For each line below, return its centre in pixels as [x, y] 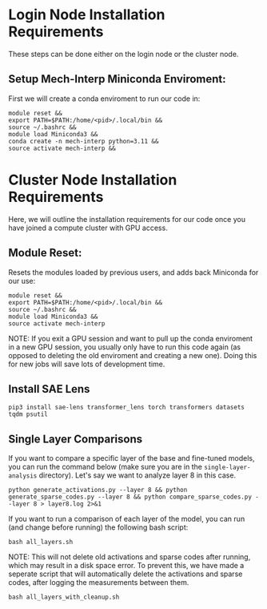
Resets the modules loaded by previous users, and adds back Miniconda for [133, 272]
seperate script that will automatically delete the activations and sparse [126, 574]
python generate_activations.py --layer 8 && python [98, 490]
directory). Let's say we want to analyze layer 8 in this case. [137, 475]
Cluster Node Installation [93, 180]
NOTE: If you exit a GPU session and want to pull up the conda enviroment [131, 338]
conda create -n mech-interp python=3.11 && [84, 141]
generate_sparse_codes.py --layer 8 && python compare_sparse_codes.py [130, 497]
